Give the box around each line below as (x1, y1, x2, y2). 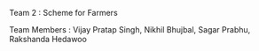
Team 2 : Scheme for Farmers (9, 8, 118, 18)
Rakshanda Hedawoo (9, 34, 87, 44)
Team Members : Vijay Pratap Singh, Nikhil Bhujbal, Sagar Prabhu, (9, 25, 251, 34)
